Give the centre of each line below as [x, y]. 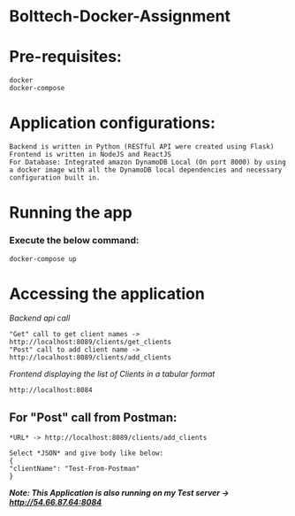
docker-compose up [43, 258]
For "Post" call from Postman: [93, 417]
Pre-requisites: [65, 57]
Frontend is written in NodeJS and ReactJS [91, 155]
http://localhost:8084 [51, 390]
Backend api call [40, 318]
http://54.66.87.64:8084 [56, 503]
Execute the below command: [74, 241]
